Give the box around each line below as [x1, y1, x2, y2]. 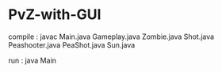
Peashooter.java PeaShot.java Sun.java [8, 40, 136, 49]
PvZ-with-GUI [8, 6, 101, 24]
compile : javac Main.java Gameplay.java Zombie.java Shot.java [8, 32, 215, 41]
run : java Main [8, 56, 57, 65]
